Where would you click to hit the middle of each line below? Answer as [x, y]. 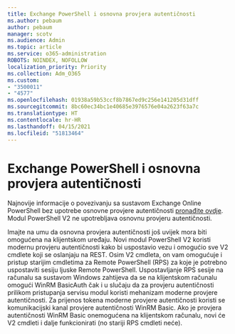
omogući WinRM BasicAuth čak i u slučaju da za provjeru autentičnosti [111, 285]
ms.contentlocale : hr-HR [44, 120]
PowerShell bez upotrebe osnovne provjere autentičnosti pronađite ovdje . [115, 211]
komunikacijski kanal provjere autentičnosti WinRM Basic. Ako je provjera [115, 308]
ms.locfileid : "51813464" [46, 133]
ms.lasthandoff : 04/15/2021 [49, 126]
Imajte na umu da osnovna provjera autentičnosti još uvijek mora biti [107, 232]
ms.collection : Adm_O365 [44, 73]
